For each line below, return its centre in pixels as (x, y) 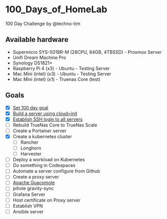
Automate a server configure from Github (56, 171)
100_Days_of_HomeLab (56, 9)
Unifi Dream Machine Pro (39, 57)
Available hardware (37, 40)
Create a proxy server (36, 177)
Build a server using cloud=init (45, 113)
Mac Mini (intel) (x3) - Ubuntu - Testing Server (62, 74)
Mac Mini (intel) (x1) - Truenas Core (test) (57, 79)
